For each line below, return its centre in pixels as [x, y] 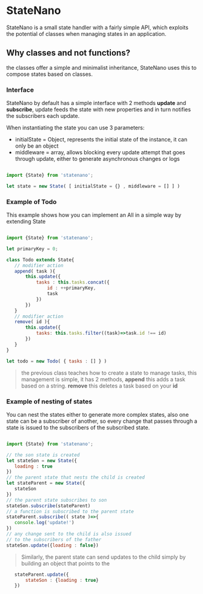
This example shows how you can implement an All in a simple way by [94, 215]
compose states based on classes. [49, 74]
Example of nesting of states [49, 401]
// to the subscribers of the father [54, 539]
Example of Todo [32, 202]
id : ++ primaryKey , [72, 288]
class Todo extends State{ [40, 260]
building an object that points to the [65, 563]
